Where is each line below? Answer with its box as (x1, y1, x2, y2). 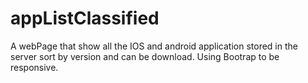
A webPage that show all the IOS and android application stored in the (10, 40, 298, 52)
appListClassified (10, 7, 160, 30)
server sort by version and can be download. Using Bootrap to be (10, 50, 280, 62)
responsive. (10, 61, 59, 73)
